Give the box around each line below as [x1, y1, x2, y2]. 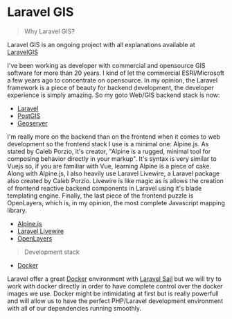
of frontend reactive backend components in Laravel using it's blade [7, 184, 202, 192]
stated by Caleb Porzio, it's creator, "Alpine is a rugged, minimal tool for [7, 147, 211, 155]
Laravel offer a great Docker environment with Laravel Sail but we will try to [7, 275, 222, 283]
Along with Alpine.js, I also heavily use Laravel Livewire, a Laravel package [7, 169, 220, 178]
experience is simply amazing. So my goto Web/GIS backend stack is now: [7, 91, 220, 99]
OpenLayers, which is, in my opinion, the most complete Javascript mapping [7, 198, 225, 207]
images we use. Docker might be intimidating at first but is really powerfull [7, 289, 220, 298]
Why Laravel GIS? [24, 27, 75, 35]
